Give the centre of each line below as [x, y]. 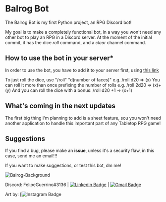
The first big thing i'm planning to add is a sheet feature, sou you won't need [83, 118]
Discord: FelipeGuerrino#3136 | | [57, 185]
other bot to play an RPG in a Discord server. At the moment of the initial [79, 37]
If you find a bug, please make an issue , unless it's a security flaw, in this [80, 151]
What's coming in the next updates [60, 106]
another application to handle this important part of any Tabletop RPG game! [83, 123]
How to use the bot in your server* [59, 58]
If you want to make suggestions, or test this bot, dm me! [63, 166]
